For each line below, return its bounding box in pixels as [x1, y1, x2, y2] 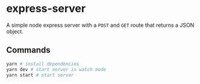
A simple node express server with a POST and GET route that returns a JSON [6, 21, 195, 29]
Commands [6, 45, 51, 55]
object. [6, 27, 24, 35]
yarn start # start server [6, 72, 74, 78]
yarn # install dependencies [6, 61, 80, 67]
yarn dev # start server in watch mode [6, 66, 107, 73]
